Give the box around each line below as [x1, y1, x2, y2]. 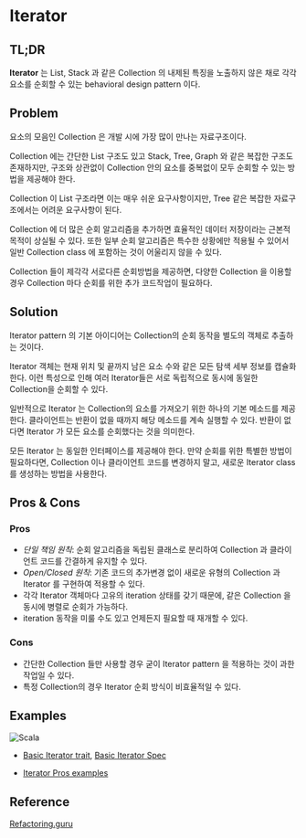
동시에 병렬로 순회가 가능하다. [22, 601, 129, 612]
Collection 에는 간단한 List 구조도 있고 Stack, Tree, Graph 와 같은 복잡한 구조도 [9, 150, 294, 161]
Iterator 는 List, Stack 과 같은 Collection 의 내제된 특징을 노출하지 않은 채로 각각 [9, 68, 297, 78]
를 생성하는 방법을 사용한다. [9, 468, 108, 479]
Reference [9, 794, 70, 810]
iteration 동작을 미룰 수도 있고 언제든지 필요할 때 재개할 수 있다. [22, 613, 248, 624]
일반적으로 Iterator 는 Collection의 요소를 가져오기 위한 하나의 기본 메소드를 [9, 403, 280, 414]
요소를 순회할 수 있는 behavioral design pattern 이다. [9, 79, 201, 90]
